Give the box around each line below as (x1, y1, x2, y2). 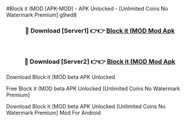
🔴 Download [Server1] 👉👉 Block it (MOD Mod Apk (24, 26, 175, 35)
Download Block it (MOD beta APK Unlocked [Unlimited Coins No (6, 102, 166, 110)
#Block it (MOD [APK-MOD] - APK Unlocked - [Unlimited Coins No (6, 5, 168, 12)
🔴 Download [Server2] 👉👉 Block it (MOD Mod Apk (24, 58, 175, 66)
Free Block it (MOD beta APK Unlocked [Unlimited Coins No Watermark (6, 85, 180, 92)
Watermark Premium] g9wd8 (6, 11, 77, 18)
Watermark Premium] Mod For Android (6, 109, 101, 116)
